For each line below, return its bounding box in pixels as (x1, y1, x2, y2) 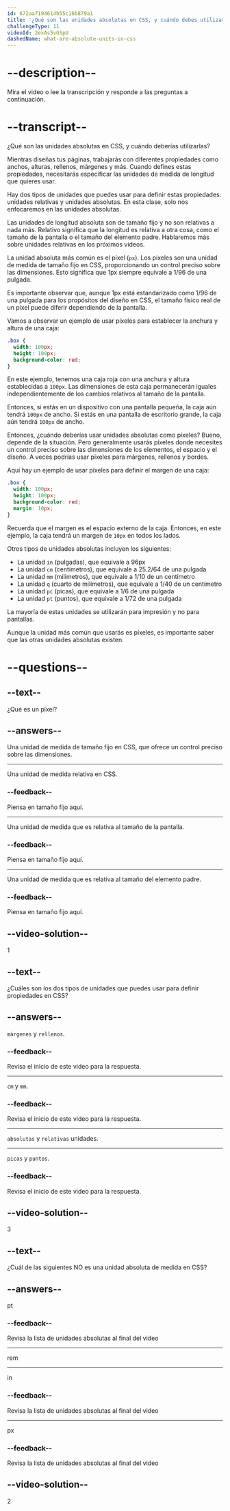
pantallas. (7, 615, 35, 623)
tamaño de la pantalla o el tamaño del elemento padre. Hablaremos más (7, 233, 210, 241)
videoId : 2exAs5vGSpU (7, 29, 69, 36)
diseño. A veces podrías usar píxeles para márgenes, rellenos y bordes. (7, 453, 209, 461)
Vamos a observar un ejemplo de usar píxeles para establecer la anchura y (7, 317, 218, 325)
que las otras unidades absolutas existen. (7, 635, 125, 644)
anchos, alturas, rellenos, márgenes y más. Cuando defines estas (7, 163, 192, 170)
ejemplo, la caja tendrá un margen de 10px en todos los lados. (7, 531, 181, 539)
